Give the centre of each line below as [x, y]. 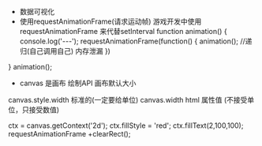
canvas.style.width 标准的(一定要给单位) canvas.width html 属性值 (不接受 [128, 100]
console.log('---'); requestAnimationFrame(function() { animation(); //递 [136, 41]
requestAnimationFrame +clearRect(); [69, 134]
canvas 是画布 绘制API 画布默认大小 [78, 83]
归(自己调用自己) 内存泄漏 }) [65, 51]
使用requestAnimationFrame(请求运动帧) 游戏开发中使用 [110, 21]
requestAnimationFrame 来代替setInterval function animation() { [123, 31]
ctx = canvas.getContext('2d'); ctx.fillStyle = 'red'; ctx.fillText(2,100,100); [126, 125]
